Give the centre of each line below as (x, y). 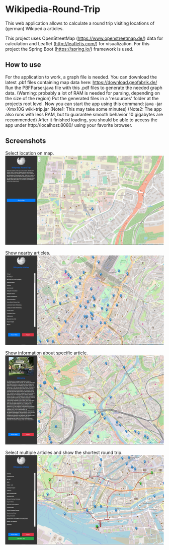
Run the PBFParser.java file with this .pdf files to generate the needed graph (84, 88)
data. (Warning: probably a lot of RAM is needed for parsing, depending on (82, 93)
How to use (23, 65)
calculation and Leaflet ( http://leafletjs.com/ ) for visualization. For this (77, 43)
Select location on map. (30, 153)
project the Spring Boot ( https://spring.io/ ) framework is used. (69, 49)
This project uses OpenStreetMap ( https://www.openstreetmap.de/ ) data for (84, 38)
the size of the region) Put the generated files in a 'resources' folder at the (82, 98)
